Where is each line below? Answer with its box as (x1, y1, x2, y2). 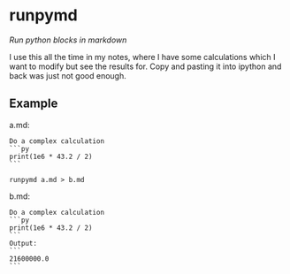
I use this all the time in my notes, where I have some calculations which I (9, 51, 276, 62)
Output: (9, 239, 38, 247)
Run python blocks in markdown (9, 34, 127, 45)
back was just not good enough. (9, 70, 126, 80)
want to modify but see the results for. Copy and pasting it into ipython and (9, 61, 282, 72)
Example (9, 96, 58, 111)
